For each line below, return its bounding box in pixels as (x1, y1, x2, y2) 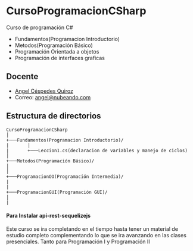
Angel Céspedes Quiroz (14, 87, 73, 95)
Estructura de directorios (6, 111, 101, 121)
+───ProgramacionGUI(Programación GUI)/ (6, 189, 108, 195)
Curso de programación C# (6, 24, 73, 31)
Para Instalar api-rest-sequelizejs (6, 212, 91, 219)
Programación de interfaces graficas (14, 54, 105, 61)
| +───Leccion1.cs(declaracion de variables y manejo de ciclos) (6, 148, 188, 153)
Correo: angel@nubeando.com (14, 93, 91, 101)
